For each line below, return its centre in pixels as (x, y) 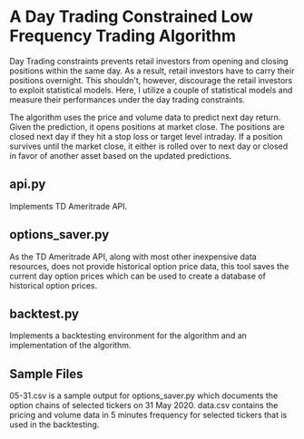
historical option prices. (54, 285)
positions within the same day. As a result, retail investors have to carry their (152, 71)
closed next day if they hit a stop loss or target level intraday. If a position (146, 136)
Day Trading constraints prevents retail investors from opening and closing (149, 61)
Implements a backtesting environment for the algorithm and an (128, 336)
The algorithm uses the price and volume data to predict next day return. (145, 117)
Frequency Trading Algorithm (123, 36)
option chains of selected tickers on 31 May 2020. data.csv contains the (144, 405)
